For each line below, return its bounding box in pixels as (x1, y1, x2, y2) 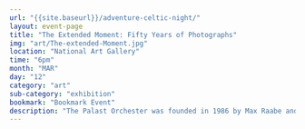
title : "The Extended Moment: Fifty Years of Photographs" (9, 30, 238, 39)
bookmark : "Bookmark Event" (9, 97, 116, 107)
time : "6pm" (9, 55, 54, 64)
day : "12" (9, 73, 47, 82)
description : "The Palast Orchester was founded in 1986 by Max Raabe (9, 106, 282, 115)
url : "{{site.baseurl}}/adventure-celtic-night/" (9, 13, 202, 23)
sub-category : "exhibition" (9, 89, 116, 98)
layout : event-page (9, 22, 84, 31)
